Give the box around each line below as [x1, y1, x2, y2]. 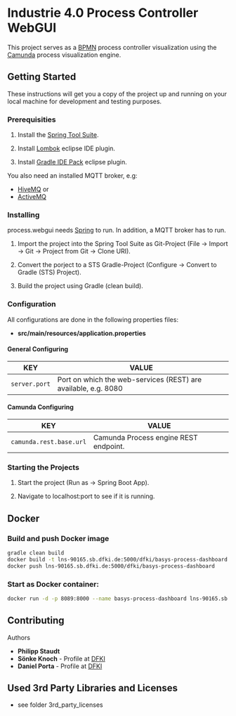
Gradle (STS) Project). [17, 268, 82, 277]
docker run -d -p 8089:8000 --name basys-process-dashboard [7, 595, 188, 602]
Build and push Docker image [7, 533, 110, 543]
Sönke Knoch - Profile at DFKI [17, 654, 105, 663]
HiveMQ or [17, 185, 49, 194]
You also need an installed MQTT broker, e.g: [7, 171, 138, 180]
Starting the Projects [7, 462, 79, 472]
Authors [7, 633, 30, 642]
